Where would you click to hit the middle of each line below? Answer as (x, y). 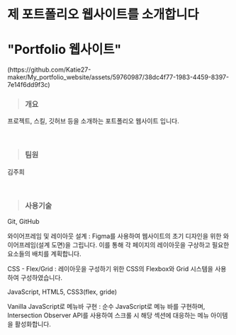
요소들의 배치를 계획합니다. (44, 254)
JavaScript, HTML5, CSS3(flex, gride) (62, 292)
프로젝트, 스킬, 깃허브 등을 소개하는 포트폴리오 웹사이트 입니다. (93, 121)
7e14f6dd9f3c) (29, 85)
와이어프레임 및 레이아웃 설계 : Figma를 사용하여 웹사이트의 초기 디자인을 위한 (114, 236)
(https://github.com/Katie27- (49, 70)
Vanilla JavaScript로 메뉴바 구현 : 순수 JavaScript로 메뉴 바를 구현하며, (106, 307)
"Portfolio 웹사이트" (64, 50)
